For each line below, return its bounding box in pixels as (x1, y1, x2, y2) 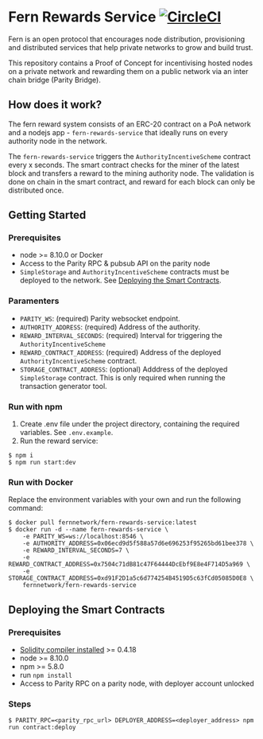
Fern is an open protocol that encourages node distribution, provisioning (8, 34, 246, 44)
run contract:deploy (8, 724, 77, 732)
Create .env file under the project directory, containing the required (19, 419, 240, 429)
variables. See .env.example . (19, 428, 114, 438)
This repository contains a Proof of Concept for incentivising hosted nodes (8, 58, 253, 68)
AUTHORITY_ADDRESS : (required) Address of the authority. (19, 322, 201, 332)
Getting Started (8, 208, 87, 222)
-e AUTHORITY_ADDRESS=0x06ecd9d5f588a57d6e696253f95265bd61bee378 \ (22, 539, 254, 548)
